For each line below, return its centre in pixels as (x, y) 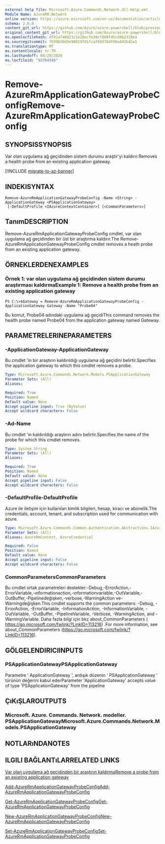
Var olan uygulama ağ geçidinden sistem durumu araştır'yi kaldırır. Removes (81, 156)
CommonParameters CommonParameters (56, 577)
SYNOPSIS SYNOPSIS (39, 144)
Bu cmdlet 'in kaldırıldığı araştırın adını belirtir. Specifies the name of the (77, 434)
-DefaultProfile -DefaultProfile (41, 497)
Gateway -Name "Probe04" (72, 306)
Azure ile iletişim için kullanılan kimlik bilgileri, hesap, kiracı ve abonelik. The (81, 508)
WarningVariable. (23, 619)
